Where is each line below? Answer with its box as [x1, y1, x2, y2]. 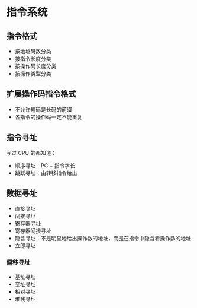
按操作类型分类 [14, 70, 51, 77]
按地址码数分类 [14, 48, 51, 55]
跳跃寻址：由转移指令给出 [14, 169, 77, 176]
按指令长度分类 [14, 55, 51, 62]
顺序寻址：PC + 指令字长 [14, 161, 76, 169]
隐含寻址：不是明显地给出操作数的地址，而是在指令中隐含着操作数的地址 [14, 235, 191, 242]
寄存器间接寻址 [14, 227, 51, 234]
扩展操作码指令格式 [6, 89, 76, 99]
